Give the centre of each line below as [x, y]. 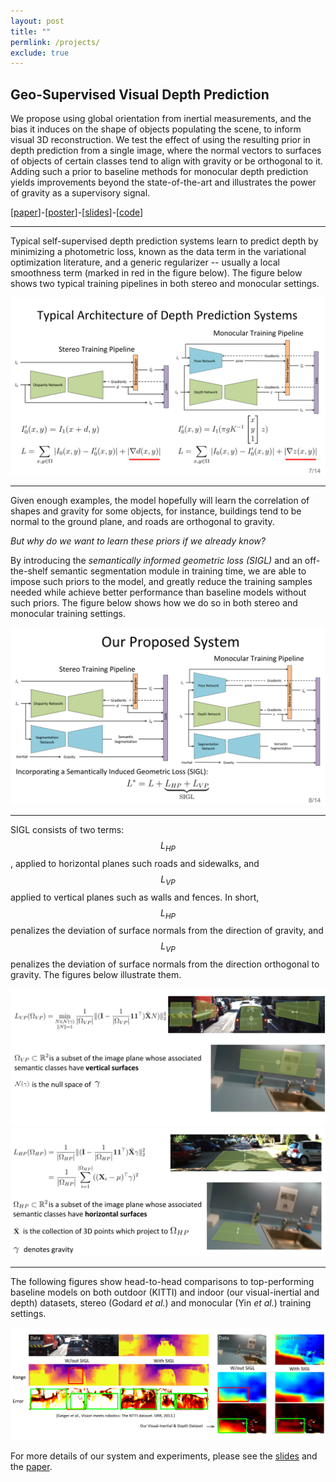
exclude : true [40, 53]
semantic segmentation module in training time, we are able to [178, 571]
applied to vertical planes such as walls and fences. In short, [135, 897]
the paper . [31, 1467]
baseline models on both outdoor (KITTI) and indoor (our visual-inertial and [165, 1292]
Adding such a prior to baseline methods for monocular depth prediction [159, 172]
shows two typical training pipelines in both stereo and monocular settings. [165, 284]
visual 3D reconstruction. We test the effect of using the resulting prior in [160, 140]
